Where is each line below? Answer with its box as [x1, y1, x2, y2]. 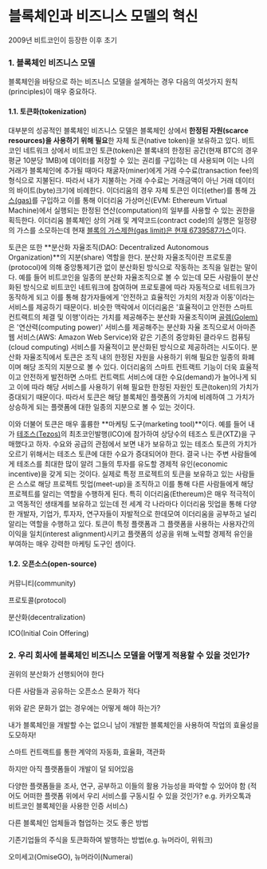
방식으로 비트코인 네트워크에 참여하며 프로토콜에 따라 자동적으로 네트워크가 [22, 283, 256, 292]
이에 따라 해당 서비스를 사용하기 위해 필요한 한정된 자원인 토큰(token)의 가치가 [16, 383, 259, 392]
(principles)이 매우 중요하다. [8, 87, 97, 97]
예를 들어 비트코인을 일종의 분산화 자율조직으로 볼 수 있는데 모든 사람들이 [18, 272, 245, 282]
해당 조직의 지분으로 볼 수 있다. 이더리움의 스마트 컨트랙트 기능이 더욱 [22, 363, 238, 372]
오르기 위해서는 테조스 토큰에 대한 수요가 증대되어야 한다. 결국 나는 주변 [8, 449, 230, 459]
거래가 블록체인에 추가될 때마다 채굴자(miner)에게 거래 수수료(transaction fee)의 [8, 165, 259, 176]
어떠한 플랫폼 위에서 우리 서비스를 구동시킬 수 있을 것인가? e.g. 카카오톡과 [22, 791, 252, 800]
